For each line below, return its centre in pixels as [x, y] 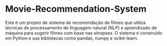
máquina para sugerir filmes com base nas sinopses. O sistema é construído [84, 33]
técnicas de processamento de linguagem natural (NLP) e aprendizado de [81, 27]
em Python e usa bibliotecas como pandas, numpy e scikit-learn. [72, 38]
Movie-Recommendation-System [76, 9]
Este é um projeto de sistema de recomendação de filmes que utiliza [76, 23]
